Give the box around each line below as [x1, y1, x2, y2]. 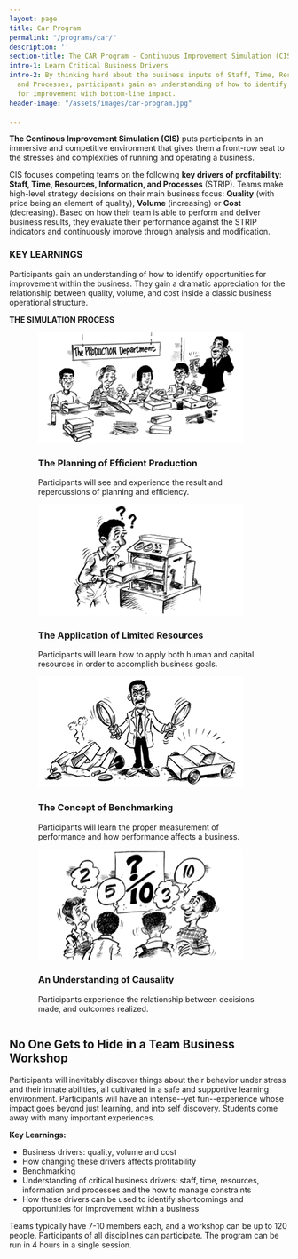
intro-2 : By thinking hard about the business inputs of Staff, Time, [9, 71, 276, 80]
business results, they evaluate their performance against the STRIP [9, 217, 257, 227]
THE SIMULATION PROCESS [9, 314, 115, 324]
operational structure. [9, 297, 89, 307]
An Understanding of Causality [38, 974, 175, 986]
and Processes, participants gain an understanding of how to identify [17, 80, 288, 89]
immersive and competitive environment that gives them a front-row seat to [9, 143, 286, 154]
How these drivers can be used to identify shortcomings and [21, 1193, 244, 1204]
